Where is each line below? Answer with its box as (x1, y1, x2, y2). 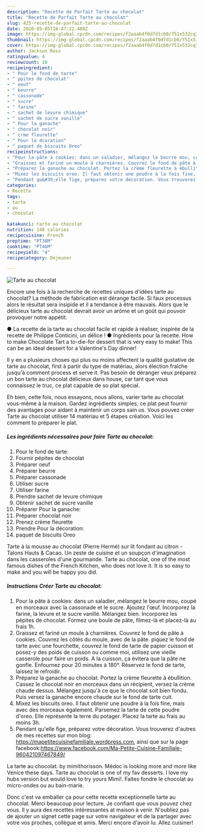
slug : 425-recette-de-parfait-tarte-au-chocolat (7, 20, 131, 26)
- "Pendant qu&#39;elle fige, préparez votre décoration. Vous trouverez (7, 177, 196, 183)
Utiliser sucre (15, 480, 49, 488)
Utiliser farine (15, 486, 49, 494)
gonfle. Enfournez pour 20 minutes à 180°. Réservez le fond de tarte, (15, 662, 186, 669)
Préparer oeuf (15, 461, 51, 468)
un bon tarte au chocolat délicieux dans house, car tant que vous (7, 376, 168, 383)
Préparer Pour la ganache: (15, 506, 81, 513)
